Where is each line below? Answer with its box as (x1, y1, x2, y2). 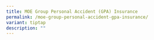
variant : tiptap (6, 19, 46, 25)
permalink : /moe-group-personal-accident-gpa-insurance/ (6, 14, 149, 20)
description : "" (6, 25, 46, 31)
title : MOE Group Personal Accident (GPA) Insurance (6, 8, 138, 15)
